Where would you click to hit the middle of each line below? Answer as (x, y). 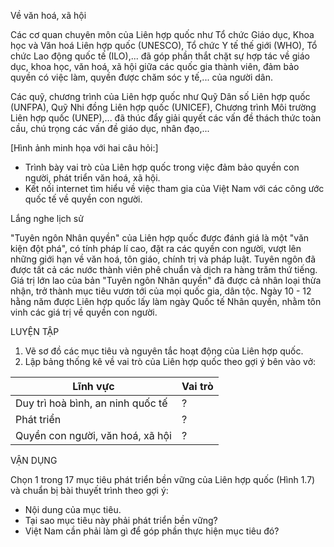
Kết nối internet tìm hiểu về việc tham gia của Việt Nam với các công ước (174, 188)
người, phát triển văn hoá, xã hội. (92, 178)
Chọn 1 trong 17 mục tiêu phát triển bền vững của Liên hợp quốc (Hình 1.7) (163, 479)
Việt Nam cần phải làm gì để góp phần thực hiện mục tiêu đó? (152, 531)
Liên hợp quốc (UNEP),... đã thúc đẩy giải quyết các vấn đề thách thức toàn (166, 118)
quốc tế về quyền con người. (83, 199)
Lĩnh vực (93, 386)
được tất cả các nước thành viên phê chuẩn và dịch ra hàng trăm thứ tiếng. (164, 269)
